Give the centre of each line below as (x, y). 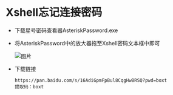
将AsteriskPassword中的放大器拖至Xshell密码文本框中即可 (87, 43)
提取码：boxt (29, 87)
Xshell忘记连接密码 (54, 12)
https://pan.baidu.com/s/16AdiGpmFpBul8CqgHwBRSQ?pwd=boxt (91, 80)
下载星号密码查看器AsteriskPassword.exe (66, 30)
